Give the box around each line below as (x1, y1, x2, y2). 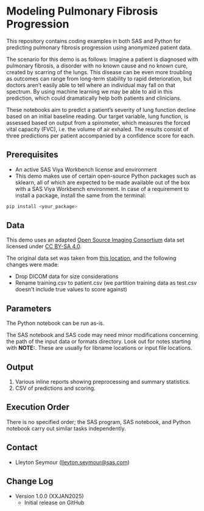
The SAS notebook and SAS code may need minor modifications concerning (6, 332, 198, 339)
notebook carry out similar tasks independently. (6, 425, 126, 432)
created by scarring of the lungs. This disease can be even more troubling (6, 68, 192, 75)
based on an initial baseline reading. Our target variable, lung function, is (6, 113, 189, 120)
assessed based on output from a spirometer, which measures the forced (6, 119, 191, 126)
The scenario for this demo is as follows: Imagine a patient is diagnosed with (6, 55, 199, 63)
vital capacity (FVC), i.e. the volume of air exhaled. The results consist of (6, 125, 189, 133)
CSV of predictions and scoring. (15, 384, 96, 392)
